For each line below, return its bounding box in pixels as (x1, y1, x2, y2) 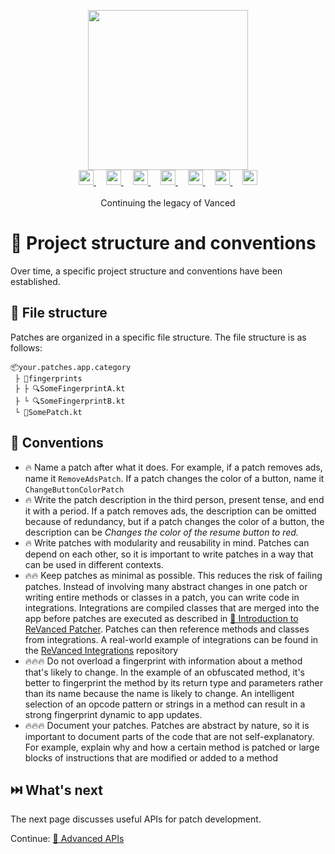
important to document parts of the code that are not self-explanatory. (24, 730, 315, 742)
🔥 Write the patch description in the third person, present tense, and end (24, 493, 325, 505)
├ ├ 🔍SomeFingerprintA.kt (14, 383, 126, 394)
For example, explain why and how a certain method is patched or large (24, 741, 320, 753)
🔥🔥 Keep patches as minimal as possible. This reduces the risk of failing (24, 569, 323, 581)
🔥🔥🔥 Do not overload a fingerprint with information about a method (24, 655, 303, 667)
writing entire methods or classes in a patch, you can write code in (24, 591, 300, 603)
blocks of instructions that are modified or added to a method (24, 751, 279, 764)
